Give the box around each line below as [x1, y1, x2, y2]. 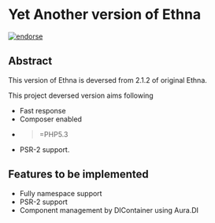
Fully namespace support [19, 188, 102, 198]
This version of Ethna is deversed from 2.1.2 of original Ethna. [8, 75, 207, 84]
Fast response [19, 106, 66, 115]
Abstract [8, 54, 53, 68]
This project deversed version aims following [8, 91, 154, 100]
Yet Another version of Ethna [8, 6, 202, 24]
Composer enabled [19, 114, 83, 124]
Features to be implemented [8, 168, 150, 181]
